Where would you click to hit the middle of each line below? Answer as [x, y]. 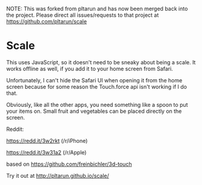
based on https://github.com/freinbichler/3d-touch [69, 164]
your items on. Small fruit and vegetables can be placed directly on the [94, 111]
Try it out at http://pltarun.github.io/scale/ [58, 175]
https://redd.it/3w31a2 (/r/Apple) [46, 152]
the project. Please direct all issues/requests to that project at [83, 15]
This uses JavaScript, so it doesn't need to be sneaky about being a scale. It [101, 62]
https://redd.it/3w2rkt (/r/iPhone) [47, 141]
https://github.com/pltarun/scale [47, 21]
